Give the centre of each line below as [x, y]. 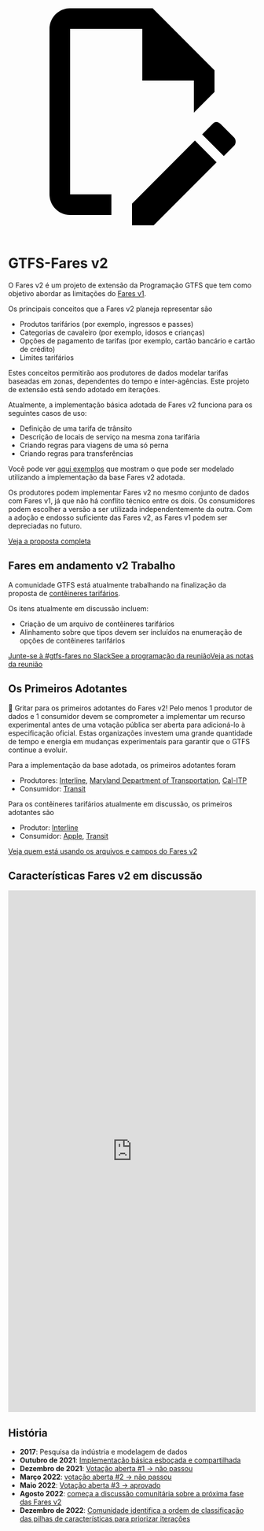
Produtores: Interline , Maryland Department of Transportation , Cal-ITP [133, 780]
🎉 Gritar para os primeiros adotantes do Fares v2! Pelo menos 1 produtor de [130, 708]
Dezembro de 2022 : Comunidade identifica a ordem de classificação [132, 1511]
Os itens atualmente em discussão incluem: [79, 608]
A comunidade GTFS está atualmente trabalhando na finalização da [117, 584]
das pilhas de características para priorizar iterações [105, 1519]
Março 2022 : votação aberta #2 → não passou [95, 1477]
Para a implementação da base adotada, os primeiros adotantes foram [122, 765]
